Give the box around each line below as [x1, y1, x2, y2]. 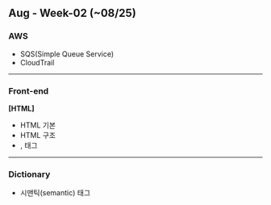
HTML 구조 [19, 130, 56, 140]
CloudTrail [19, 57, 55, 67]
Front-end [8, 85, 49, 96]
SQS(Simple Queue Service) [19, 48, 115, 59]
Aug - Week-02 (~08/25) [8, 6, 137, 20]
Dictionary [8, 169, 51, 180]
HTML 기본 [19, 120, 56, 130]
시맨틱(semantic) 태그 [19, 188, 91, 198]
